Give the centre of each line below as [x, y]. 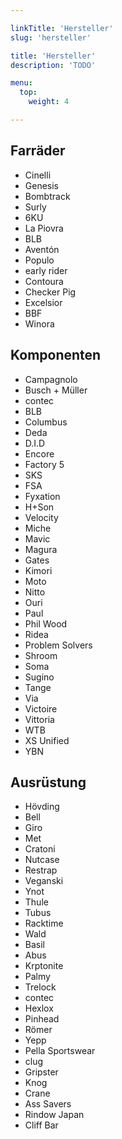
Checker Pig [50, 292]
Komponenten [56, 355]
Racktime [44, 923]
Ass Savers [48, 1104]
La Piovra [44, 228]
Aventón [42, 249]
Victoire [41, 708]
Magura [41, 549]
